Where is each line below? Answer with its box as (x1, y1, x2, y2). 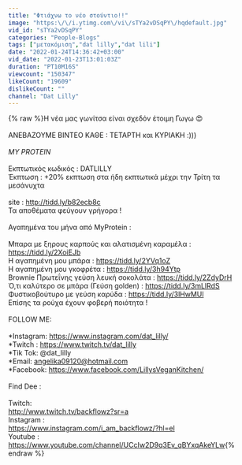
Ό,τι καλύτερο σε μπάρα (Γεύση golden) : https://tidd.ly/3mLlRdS (8, 281, 220, 291)
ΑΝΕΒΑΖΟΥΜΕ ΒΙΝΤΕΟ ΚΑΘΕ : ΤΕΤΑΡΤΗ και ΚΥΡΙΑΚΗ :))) (8, 131, 197, 140)
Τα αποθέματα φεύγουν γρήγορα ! (8, 206, 122, 215)
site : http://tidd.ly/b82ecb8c (8, 198, 101, 207)
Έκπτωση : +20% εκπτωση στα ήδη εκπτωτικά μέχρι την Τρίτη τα (8, 173, 221, 182)
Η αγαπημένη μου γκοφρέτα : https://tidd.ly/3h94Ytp (8, 265, 181, 274)
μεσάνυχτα (8, 180, 45, 190)
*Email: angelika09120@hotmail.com (8, 356, 128, 366)
